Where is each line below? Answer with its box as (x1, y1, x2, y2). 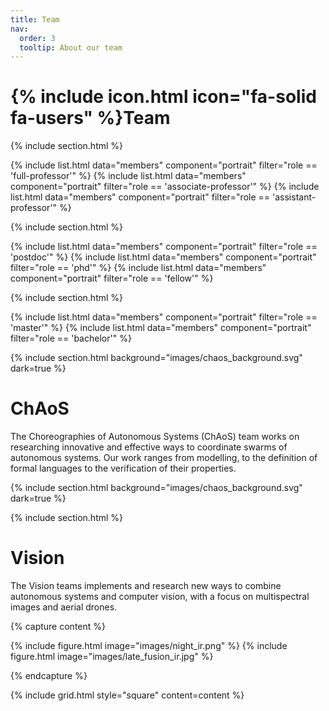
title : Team (10, 14, 60, 25)
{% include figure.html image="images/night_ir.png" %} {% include (10, 640, 288, 652)
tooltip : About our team (19, 42, 123, 53)
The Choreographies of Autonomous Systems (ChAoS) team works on (10, 431, 300, 443)
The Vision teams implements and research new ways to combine (10, 580, 282, 592)
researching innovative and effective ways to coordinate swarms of (10, 441, 288, 453)
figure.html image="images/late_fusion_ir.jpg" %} (10, 651, 214, 663)
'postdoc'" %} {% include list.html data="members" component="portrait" (10, 251, 317, 263)
